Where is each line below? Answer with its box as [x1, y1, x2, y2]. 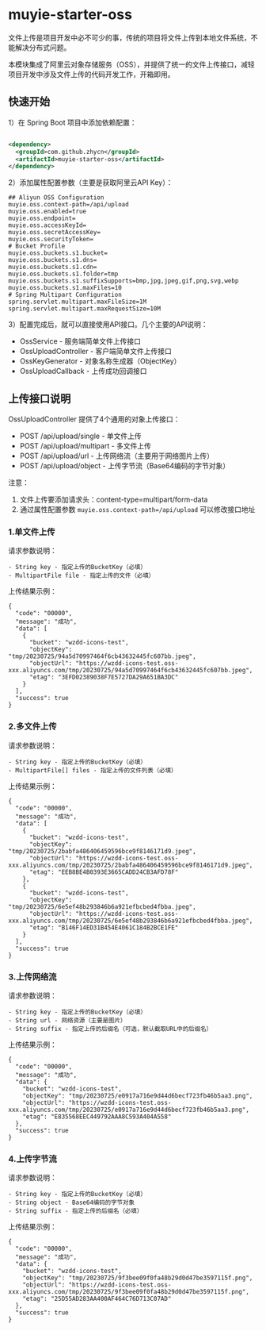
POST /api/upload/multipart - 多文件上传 [19, 441, 152, 451]
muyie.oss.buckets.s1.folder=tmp [8, 270, 119, 279]
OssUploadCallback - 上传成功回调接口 [19, 367, 148, 376]
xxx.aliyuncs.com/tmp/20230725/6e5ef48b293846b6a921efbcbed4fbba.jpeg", [8, 917, 253, 925]
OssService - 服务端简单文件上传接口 [19, 337, 141, 346]
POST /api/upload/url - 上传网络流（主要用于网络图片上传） [19, 451, 214, 461]
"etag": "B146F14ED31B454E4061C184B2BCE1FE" [28, 923, 179, 932]
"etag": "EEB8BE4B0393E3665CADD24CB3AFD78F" [28, 867, 179, 876]
